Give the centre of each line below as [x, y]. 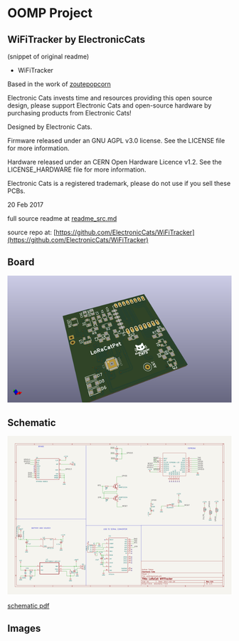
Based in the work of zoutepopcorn [59, 84]
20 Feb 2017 [26, 205]
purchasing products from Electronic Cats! [69, 113]
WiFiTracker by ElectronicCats [76, 40]
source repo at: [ [32, 232]
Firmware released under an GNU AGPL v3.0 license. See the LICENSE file [116, 141]
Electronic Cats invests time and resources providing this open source [110, 98]
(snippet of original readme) [48, 56]
